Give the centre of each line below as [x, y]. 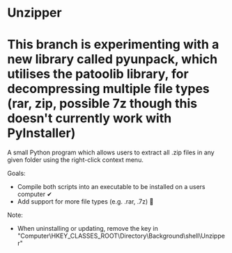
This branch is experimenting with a [113, 45]
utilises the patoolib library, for [98, 74]
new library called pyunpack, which [113, 59]
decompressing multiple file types [109, 89]
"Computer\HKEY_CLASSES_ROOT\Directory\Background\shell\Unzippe [121, 236]
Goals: [16, 173]
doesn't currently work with [90, 119]
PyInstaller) [41, 133]
